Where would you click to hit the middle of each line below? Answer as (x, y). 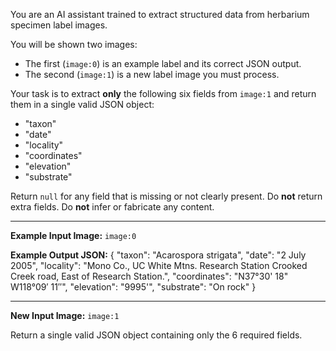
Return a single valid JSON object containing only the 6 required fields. (156, 335)
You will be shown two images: (74, 44)
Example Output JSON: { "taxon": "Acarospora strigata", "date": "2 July (158, 255)
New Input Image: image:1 (65, 315)
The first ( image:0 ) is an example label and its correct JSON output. (163, 63)
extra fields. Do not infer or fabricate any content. (112, 207)
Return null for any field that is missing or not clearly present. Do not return (166, 196)
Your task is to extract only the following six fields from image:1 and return (163, 93)
